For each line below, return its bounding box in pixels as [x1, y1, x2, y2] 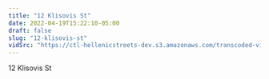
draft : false [8, 26, 52, 34]
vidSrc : [8, 41, 34, 49]
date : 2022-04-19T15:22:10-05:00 [8, 19, 120, 27]
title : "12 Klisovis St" [8, 11, 91, 20]
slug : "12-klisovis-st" [8, 34, 88, 42]
